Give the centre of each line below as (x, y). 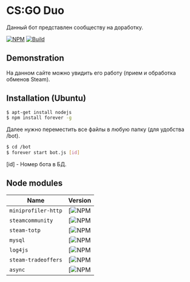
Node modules (34, 183)
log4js (19, 250)
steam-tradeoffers (36, 260)
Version (80, 200)
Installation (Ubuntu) (46, 99)
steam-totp (25, 230)
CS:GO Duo (36, 11)
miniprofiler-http (36, 210)
